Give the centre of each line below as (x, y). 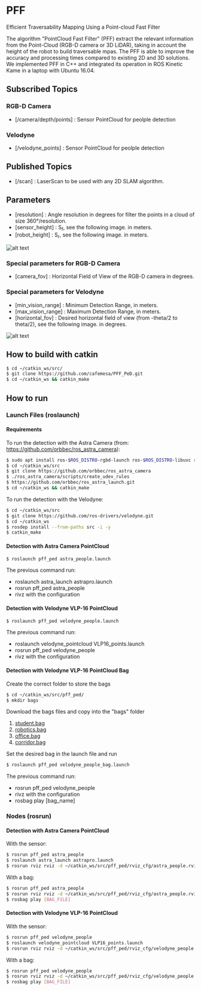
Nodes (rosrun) (29, 816)
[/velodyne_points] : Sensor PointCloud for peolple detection (89, 148)
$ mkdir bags (22, 700)
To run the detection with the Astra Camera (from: (68, 443)
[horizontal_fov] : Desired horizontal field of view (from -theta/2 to (96, 317)
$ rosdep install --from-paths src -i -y (59, 527)
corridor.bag (30, 743)
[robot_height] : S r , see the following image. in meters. (82, 236)
